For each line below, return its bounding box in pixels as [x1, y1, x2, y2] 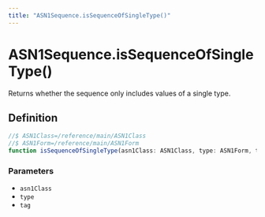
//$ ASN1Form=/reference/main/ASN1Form [8, 140, 140, 148]
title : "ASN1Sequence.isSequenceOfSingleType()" [8, 11, 171, 20]
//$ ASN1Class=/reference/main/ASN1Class [8, 132, 147, 140]
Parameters [8, 165, 54, 176]
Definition [8, 111, 58, 125]
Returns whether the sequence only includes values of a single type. [8, 88, 231, 98]
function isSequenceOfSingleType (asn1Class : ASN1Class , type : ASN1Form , [8, 147, 252, 155]
